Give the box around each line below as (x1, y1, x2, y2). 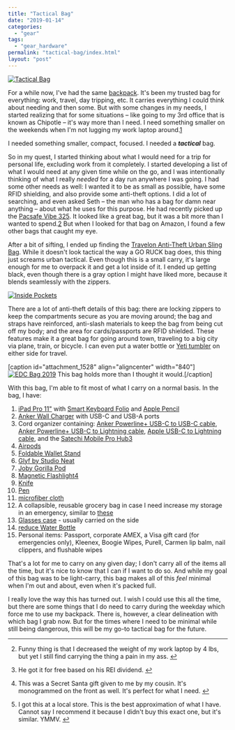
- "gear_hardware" (14, 43, 68, 50)
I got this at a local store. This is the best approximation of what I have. (17, 700, 222, 708)
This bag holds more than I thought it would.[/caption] (57, 370, 213, 378)
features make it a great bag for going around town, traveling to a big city (8, 334, 218, 342)
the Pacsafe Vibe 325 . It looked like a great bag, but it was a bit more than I (8, 212, 224, 220)
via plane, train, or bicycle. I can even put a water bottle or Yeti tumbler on (8, 342, 220, 350)
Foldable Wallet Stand (17, 448, 81, 458)
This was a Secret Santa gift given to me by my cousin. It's (17, 679, 187, 687)
